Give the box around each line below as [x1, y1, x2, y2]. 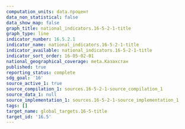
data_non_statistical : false [6, 14, 78, 20]
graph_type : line [6, 31, 49, 37]
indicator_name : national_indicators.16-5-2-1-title [6, 42, 139, 48]
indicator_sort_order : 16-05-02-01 [6, 53, 94, 59]
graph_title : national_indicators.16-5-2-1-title [6, 25, 132, 32]
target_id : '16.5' [6, 114, 52, 119]
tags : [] [6, 102, 28, 109]
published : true [6, 64, 46, 70]
